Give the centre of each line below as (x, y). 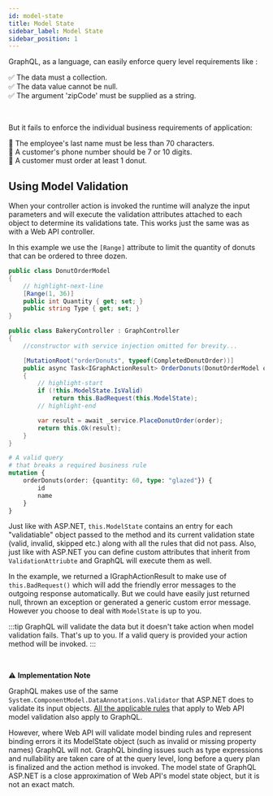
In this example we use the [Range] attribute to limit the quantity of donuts (132, 248)
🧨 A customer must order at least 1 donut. (78, 161)
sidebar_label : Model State (56, 31)
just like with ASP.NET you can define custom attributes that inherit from (129, 552)
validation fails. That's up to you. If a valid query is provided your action (128, 635)
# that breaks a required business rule (78, 465)
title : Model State (41, 24)
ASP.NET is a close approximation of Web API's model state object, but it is (134, 776)
